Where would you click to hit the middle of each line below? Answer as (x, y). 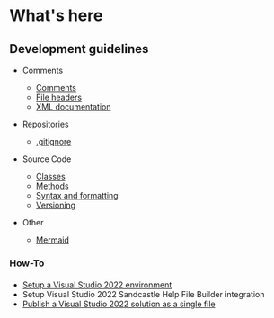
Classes (50, 177)
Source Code (47, 159)
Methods (52, 186)
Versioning (56, 205)
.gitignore (53, 141)
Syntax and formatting (77, 195)
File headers (59, 97)
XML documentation (73, 107)
